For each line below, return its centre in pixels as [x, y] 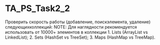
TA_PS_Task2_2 [38, 8]
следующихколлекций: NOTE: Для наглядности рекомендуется [71, 27]
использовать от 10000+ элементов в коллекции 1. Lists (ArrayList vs [77, 32]
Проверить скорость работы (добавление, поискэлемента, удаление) [78, 22]
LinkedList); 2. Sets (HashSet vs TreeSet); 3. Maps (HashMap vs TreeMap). [80, 37]
